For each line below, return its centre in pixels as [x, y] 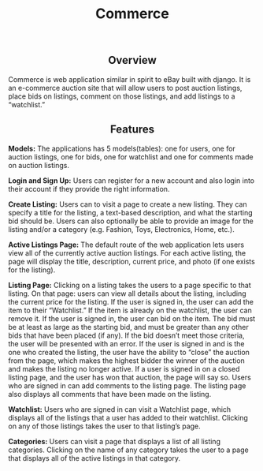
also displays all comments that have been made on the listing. [110, 394]
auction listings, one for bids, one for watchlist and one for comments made [131, 157]
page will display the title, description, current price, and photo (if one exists [132, 261]
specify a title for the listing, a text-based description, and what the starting [131, 212]
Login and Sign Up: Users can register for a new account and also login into [131, 180]
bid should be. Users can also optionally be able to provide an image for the [131, 221]
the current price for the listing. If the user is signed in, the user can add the [131, 301]
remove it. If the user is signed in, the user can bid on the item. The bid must [132, 318]
